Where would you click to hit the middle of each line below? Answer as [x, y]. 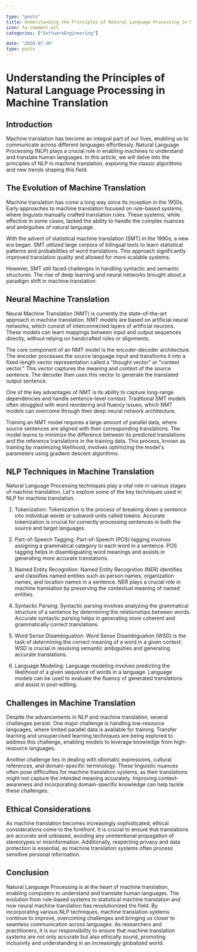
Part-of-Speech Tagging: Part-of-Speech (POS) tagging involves [93, 540]
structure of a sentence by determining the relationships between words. [103, 612]
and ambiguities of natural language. [50, 227]
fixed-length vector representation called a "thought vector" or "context [93, 362]
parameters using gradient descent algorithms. [63, 453]
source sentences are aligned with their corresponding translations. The [93, 428]
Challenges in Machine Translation [71, 703]
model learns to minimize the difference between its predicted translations [96, 435]
